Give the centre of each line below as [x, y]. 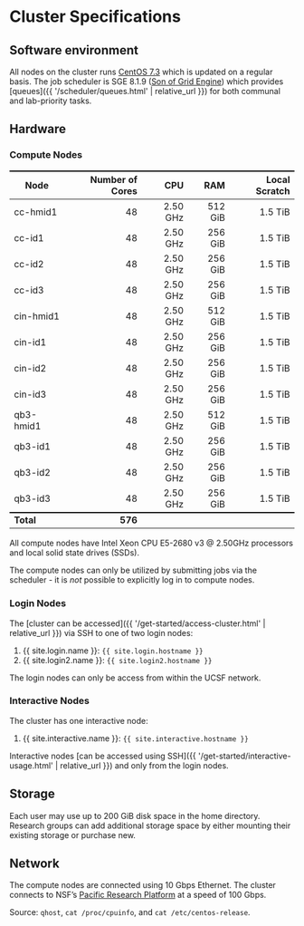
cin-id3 [30, 394]
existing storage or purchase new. [72, 834]
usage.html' [32, 765]
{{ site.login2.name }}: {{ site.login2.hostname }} [117, 660]
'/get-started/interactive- [244, 756]
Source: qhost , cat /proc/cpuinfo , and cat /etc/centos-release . [130, 912]
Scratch [273, 190]
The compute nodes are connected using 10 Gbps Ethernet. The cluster [142, 885]
